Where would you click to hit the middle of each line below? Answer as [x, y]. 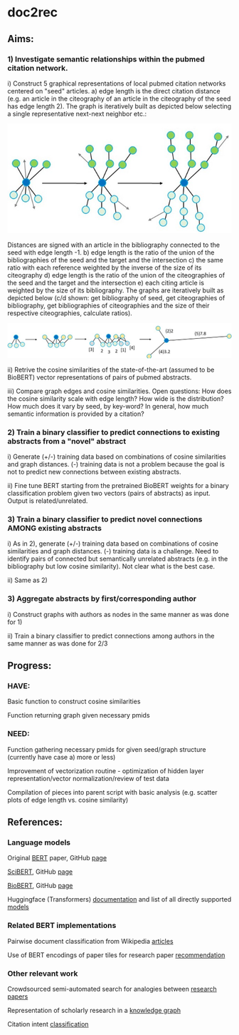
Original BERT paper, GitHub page [57, 858]
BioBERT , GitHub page [40, 886]
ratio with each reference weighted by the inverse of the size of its [105, 267]
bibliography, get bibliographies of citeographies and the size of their [108, 305]
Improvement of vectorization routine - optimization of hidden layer [106, 770]
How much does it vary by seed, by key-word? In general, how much [108, 406]
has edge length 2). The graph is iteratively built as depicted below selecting [119, 106]
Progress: [30, 666]
